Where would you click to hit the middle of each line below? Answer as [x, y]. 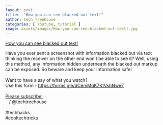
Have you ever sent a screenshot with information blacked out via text [79, 53]
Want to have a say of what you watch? [46, 80]
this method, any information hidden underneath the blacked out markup [81, 64]
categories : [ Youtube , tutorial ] [43, 24]
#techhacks [18, 113]
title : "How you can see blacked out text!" [54, 15]
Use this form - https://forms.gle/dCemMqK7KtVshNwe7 [64, 86]
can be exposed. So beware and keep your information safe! [69, 70]
